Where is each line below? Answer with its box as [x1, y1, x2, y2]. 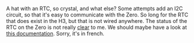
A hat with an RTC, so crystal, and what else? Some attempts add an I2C [6, 5, 183, 12]
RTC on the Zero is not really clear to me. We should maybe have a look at [6, 24, 187, 31]
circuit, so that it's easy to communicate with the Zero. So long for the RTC [6, 11, 189, 18]
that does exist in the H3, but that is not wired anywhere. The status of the [6, 18, 187, 24]
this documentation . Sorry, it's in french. [6, 30, 105, 37]
